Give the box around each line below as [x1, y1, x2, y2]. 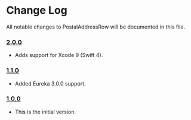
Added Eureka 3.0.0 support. [14, 80, 86, 87]
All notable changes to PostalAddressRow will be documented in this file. [6, 23, 186, 30]
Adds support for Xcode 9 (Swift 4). [14, 52, 103, 59]
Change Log [6, 4, 67, 17]
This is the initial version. [14, 108, 76, 115]
